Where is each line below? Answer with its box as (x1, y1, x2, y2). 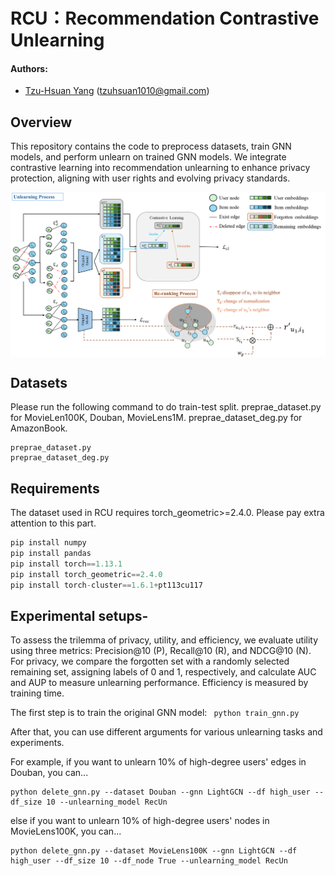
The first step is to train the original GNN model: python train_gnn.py (10, 707, 300, 719)
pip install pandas (10, 549, 92, 559)
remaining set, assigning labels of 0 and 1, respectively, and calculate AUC (10, 666, 317, 678)
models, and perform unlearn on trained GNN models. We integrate (10, 151, 287, 163)
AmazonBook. (10, 422, 68, 434)
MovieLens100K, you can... (10, 825, 122, 838)
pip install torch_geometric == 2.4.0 (10, 569, 163, 579)
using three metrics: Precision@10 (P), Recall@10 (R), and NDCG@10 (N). (10, 645, 312, 657)
